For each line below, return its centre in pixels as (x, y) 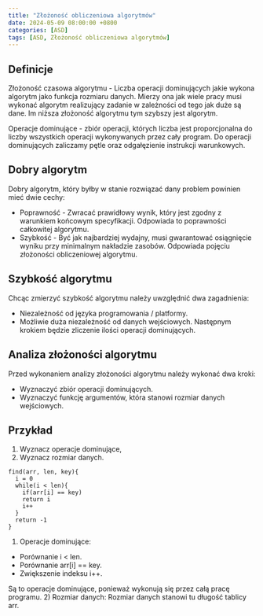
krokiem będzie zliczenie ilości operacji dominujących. (108, 330)
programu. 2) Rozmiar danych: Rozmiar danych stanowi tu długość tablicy (128, 597)
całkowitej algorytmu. (54, 229)
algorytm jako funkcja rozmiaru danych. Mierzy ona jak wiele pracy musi (125, 97)
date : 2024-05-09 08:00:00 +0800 (63, 23)
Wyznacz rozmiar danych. (62, 458)
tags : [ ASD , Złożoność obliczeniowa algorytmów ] (89, 37)
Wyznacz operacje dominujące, (71, 449)
